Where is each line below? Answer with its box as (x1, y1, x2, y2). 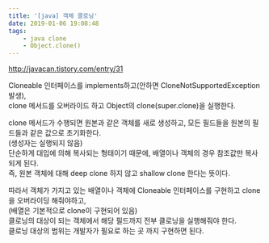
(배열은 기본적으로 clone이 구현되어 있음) (8, 206, 138, 216)
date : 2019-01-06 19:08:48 (8, 19, 99, 27)
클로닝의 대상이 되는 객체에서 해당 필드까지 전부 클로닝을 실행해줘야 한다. (8, 216, 237, 226)
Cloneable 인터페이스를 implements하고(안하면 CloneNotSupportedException (8, 81, 261, 90)
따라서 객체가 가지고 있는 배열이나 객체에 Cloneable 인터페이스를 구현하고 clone (8, 186, 261, 195)
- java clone (23, 34, 67, 43)
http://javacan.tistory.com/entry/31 (8, 64, 124, 73)
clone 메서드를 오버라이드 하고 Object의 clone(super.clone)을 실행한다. (8, 101, 236, 111)
